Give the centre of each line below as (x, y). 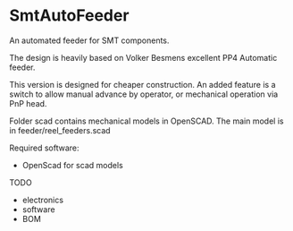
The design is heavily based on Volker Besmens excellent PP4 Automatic (143, 57)
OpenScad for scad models (72, 165)
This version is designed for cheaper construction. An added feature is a (142, 84)
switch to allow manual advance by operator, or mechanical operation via (144, 94)
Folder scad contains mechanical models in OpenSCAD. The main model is (146, 121)
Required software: (44, 148)
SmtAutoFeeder (69, 16)
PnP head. (28, 103)
